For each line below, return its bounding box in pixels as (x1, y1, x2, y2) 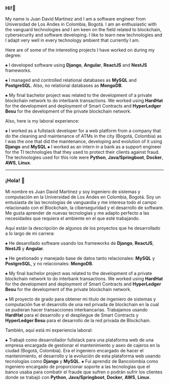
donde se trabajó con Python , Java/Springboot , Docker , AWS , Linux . (5, 374, 151, 380)
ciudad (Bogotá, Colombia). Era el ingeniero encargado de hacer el (5, 347, 144, 353)
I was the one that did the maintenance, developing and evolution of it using (5, 138, 162, 145)
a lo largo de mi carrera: (5, 230, 55, 236)
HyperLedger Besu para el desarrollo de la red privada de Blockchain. (5, 317, 151, 323)
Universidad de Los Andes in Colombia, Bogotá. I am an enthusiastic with (5, 21, 157, 27)
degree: (5, 52, 22, 58)
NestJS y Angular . (5, 245, 44, 251)
